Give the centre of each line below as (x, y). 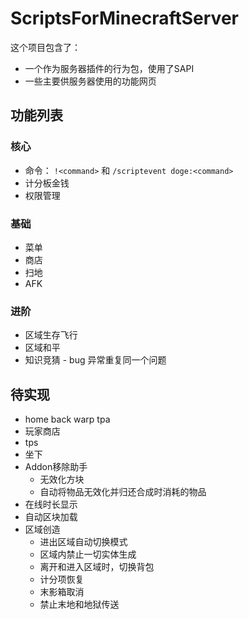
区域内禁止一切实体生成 (88, 554)
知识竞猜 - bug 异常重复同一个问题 (95, 360)
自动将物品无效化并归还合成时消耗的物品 (123, 492)
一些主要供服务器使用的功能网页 (90, 81)
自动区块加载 (51, 517)
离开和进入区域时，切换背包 (97, 567)
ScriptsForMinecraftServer (124, 18)
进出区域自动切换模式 (83, 542)
